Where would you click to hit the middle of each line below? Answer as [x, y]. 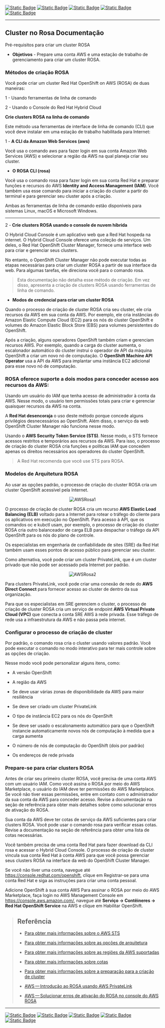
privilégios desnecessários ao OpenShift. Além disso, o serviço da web [77, 421]
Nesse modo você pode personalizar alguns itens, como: [63, 663]
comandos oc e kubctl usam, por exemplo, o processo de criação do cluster [82, 524]
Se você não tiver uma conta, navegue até [48, 870]
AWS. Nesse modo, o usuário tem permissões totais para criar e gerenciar [80, 401]
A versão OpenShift [32, 672]
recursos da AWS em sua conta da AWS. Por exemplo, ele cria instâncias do [82, 315]
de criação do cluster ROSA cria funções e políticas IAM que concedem [78, 446]
